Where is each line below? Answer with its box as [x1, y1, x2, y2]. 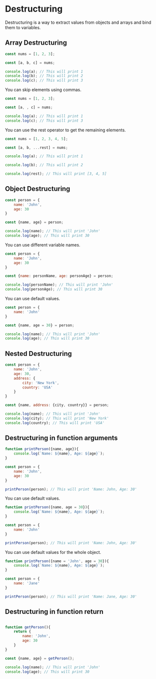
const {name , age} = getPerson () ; [5, 656, 75, 661]
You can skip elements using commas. [5, 87, 82, 93]
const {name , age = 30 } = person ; [5, 323, 75, 328]
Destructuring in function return [5, 608, 104, 616]
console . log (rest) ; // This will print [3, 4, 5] [5, 171, 107, 177]
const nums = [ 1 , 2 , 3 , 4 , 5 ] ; [5, 136, 68, 141]
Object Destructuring [5, 185, 71, 193]
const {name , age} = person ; [5, 220, 64, 225]
